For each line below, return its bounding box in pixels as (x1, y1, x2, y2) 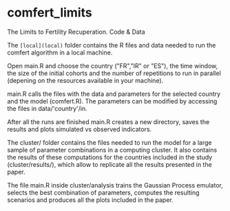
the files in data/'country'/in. (7, 104, 87, 112)
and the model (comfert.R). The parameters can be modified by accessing (7, 97, 218, 105)
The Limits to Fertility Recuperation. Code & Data (7, 28, 146, 36)
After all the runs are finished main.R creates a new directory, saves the (7, 117, 210, 125)
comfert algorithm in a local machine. (7, 48, 113, 57)
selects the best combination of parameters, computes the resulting (7, 188, 200, 197)
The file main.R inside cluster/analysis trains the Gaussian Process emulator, (7, 181, 224, 189)
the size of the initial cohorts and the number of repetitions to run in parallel (7, 69, 222, 77)
